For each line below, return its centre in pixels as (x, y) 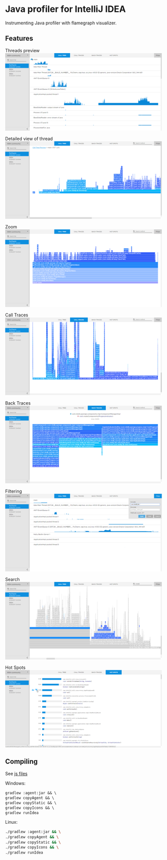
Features (19, 38)
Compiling (22, 761)
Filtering (14, 491)
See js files (16, 774)
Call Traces (17, 315)
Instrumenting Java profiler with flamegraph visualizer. (61, 23)
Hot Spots (15, 667)
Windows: (15, 783)
